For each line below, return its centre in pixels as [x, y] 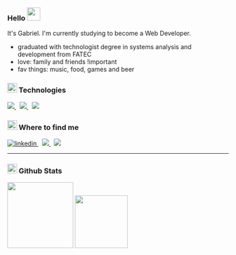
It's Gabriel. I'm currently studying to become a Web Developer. [99, 33]
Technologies [42, 90]
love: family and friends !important [67, 62]
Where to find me [49, 127]
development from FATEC [54, 54]
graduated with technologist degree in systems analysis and [104, 47]
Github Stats [40, 171]
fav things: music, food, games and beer [76, 70]
